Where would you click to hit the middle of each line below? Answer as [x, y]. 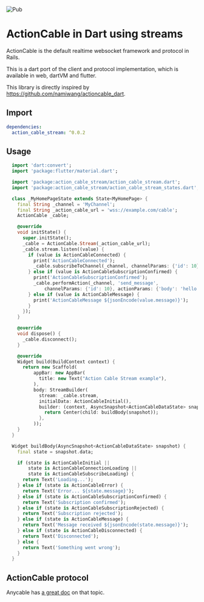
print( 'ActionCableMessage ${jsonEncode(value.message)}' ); [111, 300]
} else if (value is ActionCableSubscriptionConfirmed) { [103, 272]
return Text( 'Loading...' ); [58, 480]
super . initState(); [47, 238]
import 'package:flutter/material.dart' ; [65, 171]
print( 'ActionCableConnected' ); [74, 261]
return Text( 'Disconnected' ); [60, 536]
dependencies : [24, 127]
